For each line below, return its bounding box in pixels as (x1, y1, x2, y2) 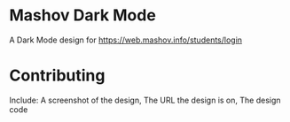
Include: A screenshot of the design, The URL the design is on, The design (9, 95, 281, 105)
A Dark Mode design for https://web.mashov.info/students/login (9, 34, 242, 45)
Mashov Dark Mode (9, 5, 157, 26)
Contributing (9, 65, 106, 86)
